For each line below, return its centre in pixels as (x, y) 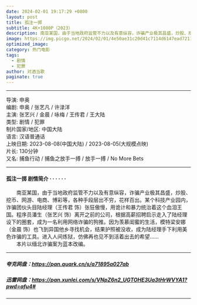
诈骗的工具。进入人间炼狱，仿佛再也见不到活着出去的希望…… (85, 237)
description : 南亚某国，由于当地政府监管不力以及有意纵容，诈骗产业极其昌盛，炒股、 (97, 33)
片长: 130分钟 (22, 151)
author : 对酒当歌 (26, 72)
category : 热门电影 (28, 50)
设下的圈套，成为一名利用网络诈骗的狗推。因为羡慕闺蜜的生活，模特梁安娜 (96, 222)
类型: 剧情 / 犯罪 (26, 122)
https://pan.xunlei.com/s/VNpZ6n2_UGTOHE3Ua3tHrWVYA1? (110, 280)
